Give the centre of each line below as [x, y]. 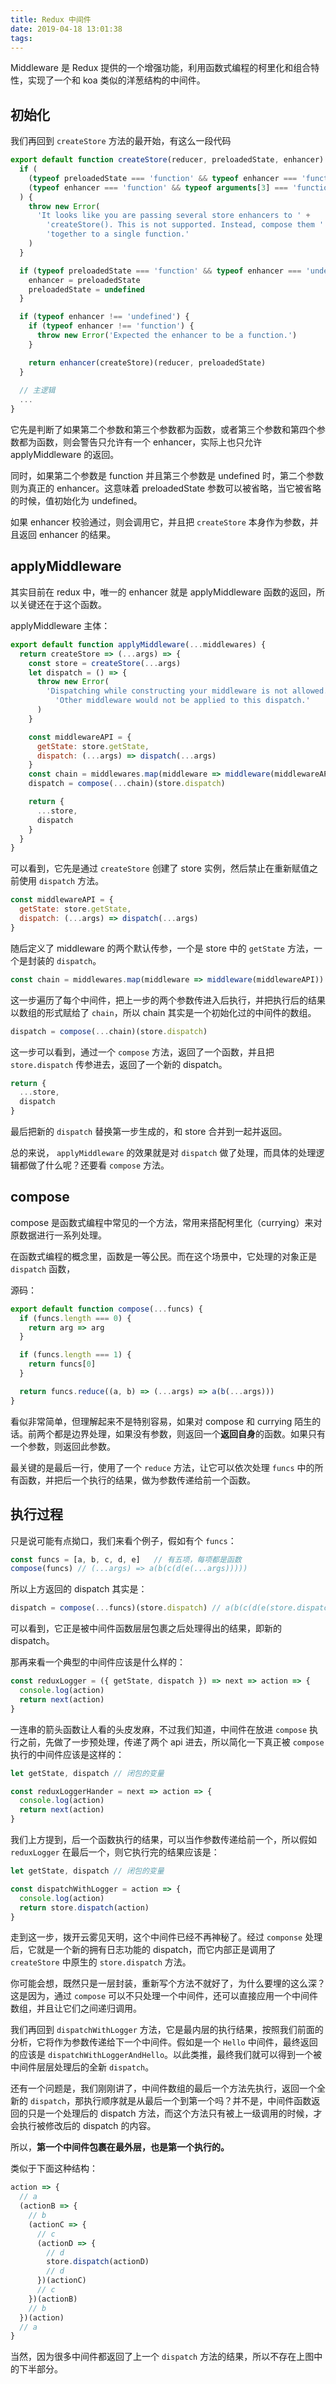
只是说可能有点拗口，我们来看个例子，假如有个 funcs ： [123, 1540]
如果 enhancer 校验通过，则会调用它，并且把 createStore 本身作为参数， [160, 522]
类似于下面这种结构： [54, 2168]
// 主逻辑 [37, 391]
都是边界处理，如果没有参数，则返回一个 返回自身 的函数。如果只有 [189, 1433]
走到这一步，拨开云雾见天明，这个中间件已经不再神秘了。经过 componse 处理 [166, 1937]
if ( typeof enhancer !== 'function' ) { [111, 326]
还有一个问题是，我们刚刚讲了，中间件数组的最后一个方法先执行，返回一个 [163, 2088]
